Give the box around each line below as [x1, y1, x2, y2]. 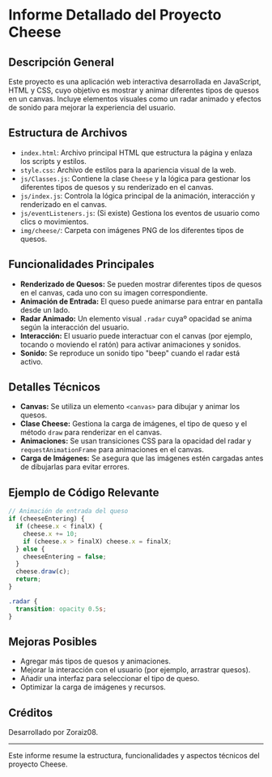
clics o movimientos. [19, 217, 89, 227]
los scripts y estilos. [19, 156, 87, 166]
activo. [19, 356, 43, 366]
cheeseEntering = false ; [23, 552, 107, 561]
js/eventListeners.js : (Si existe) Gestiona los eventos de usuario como [19, 208, 261, 218]
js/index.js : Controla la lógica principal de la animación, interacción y [19, 191, 256, 201]
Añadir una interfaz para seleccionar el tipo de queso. [19, 674, 200, 684]
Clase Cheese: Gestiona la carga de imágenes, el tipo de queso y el [19, 419, 248, 429]
